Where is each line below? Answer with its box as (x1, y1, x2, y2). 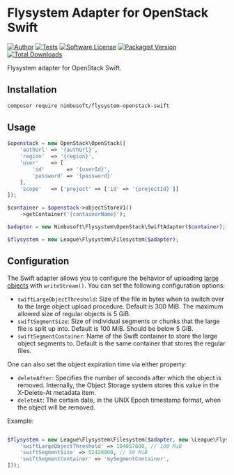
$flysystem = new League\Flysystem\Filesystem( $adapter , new (7, 436, 189, 443)
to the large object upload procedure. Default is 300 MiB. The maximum (17, 302, 224, 311)
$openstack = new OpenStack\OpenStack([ (7, 140, 127, 147)
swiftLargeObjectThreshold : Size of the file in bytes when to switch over (17, 295, 225, 303)
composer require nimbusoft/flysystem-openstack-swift (7, 102, 170, 109)
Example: (7, 416, 34, 425)
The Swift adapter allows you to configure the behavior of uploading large (7, 274, 219, 282)
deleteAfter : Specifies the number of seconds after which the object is (17, 373, 221, 382)
